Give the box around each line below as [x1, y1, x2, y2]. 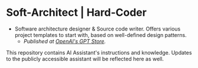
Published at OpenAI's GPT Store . [23, 38, 106, 45]
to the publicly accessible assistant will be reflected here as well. [6, 55, 164, 62]
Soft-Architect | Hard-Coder [6, 6, 147, 19]
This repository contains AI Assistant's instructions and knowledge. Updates [6, 49, 192, 56]
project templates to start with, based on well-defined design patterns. [14, 31, 187, 38]
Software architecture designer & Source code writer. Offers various [14, 25, 181, 32]
